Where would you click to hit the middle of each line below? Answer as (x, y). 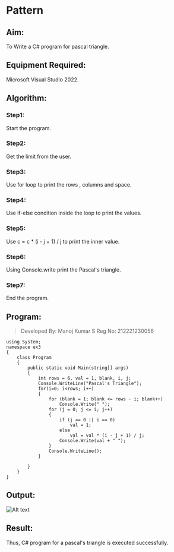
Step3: (16, 172)
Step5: (16, 228)
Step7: (16, 285)
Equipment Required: (46, 65)
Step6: (16, 257)
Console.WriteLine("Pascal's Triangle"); (90, 384)
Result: (20, 529)
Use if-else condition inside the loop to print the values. (74, 213)
